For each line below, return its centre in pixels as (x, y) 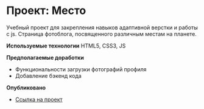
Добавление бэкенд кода (48, 76)
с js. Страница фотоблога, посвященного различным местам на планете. (101, 33)
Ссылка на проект (39, 99)
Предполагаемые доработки (45, 57)
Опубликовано (26, 87)
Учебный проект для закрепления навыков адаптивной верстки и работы (102, 27)
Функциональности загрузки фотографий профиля (81, 69)
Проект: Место (46, 11)
